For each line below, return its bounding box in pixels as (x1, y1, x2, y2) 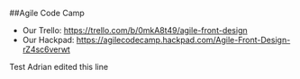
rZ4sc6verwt (22, 44, 70, 55)
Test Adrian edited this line (9, 62, 109, 72)
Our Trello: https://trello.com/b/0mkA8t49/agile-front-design (22, 25, 248, 35)
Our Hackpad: (22, 35, 75, 45)
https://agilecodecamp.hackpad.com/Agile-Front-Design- (76, 35, 291, 45)
